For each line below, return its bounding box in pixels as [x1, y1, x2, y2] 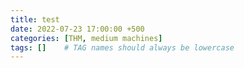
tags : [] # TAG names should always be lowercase [10, 42, 235, 53]
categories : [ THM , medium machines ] [10, 33, 163, 43]
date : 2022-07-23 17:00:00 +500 [10, 24, 145, 34]
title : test [10, 14, 60, 25]
